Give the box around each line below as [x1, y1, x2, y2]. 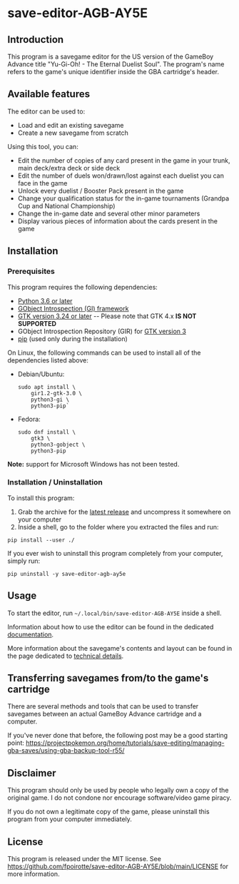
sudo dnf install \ [17, 428, 76, 436]
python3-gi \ [31, 396, 70, 403]
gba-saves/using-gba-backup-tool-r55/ [7, 746, 125, 755]
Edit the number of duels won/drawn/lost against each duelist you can [17, 171, 225, 180]
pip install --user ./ [7, 537, 75, 544]
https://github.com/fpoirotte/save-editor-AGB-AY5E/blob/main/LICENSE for [7, 862, 229, 871]
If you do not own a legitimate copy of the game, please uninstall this [7, 808, 210, 816]
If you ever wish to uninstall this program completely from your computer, [7, 549, 223, 557]
